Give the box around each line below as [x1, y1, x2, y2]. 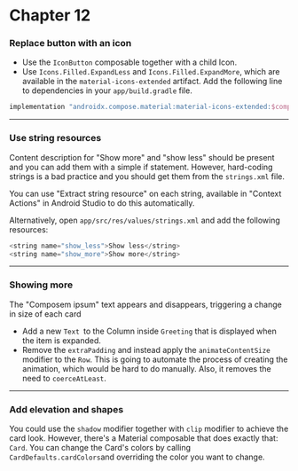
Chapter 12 [9, 5, 91, 26]
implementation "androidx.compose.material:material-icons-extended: [9, 103, 272, 112]
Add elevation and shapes [9, 403, 124, 415]
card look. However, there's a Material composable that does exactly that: [9, 433, 278, 444]
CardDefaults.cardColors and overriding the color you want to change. [9, 451, 265, 462]
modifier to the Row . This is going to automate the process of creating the [21, 354, 288, 365]
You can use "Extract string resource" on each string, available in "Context [9, 188, 282, 199]
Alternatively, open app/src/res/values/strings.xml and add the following [9, 215, 281, 225]
